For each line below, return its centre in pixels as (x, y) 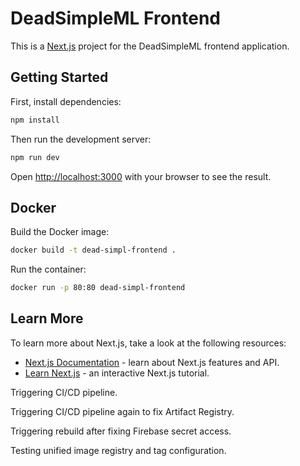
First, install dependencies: (66, 101)
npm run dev (35, 157)
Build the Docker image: (60, 232)
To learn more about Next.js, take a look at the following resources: (148, 343)
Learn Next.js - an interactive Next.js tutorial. (117, 373)
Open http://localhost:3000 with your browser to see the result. (141, 176)
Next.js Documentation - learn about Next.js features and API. (152, 362)
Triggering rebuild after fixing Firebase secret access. (121, 431)
